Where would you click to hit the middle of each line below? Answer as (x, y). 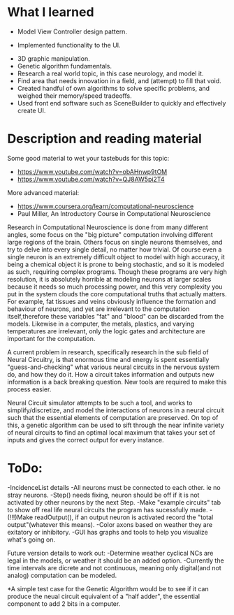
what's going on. (31, 540)
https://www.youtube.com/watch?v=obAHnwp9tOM (92, 171)
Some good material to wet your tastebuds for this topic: (88, 158)
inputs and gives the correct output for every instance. (86, 440)
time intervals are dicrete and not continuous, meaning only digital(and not (114, 567)
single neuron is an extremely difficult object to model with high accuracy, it (116, 256)
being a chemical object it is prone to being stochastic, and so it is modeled (116, 264)
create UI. (31, 110)
